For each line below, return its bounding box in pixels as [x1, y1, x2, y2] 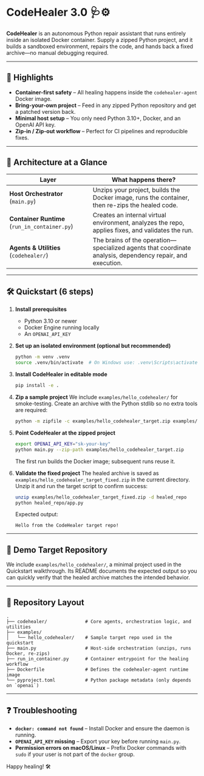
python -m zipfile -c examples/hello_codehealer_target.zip [15, 418, 171, 424]
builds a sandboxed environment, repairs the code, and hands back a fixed [6, 43, 193, 50]
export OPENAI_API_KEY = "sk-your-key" [15, 441, 111, 447]
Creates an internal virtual [92, 211, 166, 219]
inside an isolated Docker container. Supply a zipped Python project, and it [6, 36, 193, 43]
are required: [15, 407, 48, 413]
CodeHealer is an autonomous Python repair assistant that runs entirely [6, 29, 186, 37]
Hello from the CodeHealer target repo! [15, 522, 119, 529]
